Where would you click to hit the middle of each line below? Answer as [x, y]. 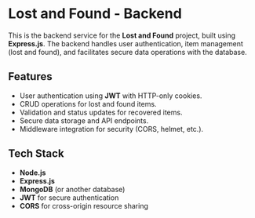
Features [30, 76]
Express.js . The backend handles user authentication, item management [126, 43]
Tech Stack [36, 154]
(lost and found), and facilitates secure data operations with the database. [127, 52]
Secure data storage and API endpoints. [84, 120]
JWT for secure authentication [69, 198]
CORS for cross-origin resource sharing [84, 205]
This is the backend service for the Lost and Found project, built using [122, 35]
